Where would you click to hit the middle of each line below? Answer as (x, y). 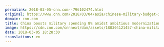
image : (12, 28)
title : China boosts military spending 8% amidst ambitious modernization (83, 23)
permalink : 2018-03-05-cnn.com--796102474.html (54, 10)
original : (15, 14)
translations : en (23, 37)
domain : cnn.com (21, 19)
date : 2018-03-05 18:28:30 (32, 32)
